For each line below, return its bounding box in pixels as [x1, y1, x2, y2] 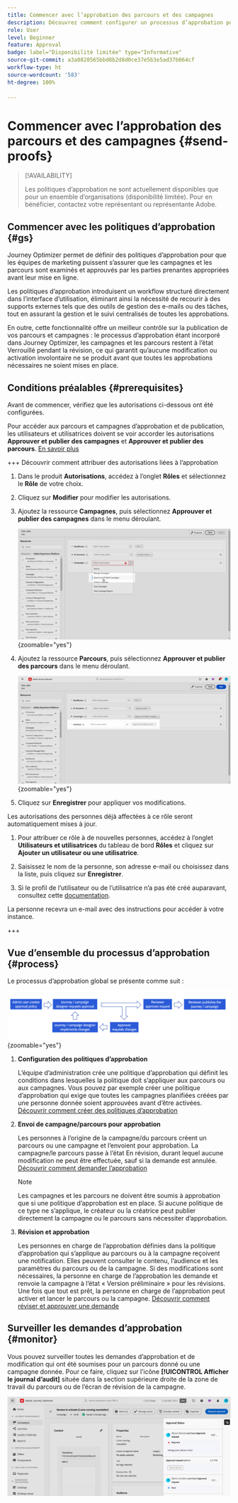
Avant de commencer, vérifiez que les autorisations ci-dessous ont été [7, 400, 214, 409]
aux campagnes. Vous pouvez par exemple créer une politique [17, 1083, 200, 1092]
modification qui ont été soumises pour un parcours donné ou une [7, 1360, 200, 1368]
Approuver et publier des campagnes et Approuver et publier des [7, 436, 204, 445]
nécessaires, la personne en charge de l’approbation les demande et [17, 1271, 218, 1280]
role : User [7, 26, 40, 33]
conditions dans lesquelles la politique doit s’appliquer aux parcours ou [17, 1076, 225, 1084]
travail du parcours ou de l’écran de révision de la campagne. [7, 1382, 186, 1391]
